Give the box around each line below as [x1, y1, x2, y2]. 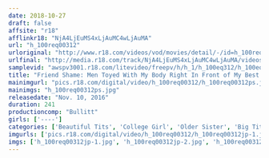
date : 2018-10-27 [8, 11, 66, 20]
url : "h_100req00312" [8, 41, 81, 49]
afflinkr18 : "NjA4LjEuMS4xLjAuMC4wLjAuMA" [8, 34, 152, 42]
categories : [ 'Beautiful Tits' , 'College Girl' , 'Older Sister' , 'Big [8, 123, 249, 131]
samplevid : [8, 64, 45, 72]
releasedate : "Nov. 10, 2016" [8, 93, 110, 101]
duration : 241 [8, 101, 56, 109]
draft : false [8, 19, 52, 27]
